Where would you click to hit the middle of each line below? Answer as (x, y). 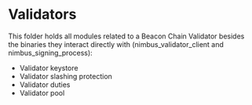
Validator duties (45, 85)
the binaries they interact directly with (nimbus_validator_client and (116, 44)
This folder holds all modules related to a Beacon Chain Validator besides (126, 36)
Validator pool (42, 92)
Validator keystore (49, 67)
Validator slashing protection (66, 76)
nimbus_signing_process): (50, 52)
